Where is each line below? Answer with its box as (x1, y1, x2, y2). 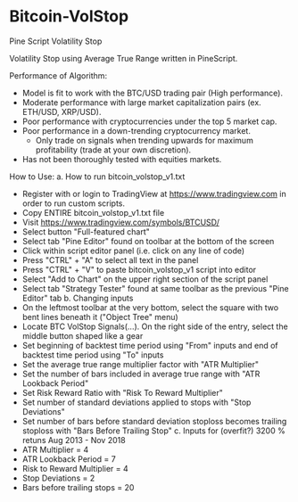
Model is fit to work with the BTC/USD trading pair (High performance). (21, 87, 284, 98)
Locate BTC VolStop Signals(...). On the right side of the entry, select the (21, 321, 288, 332)
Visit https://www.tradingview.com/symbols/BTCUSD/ (21, 217, 220, 227)
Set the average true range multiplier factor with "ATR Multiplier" (21, 358, 259, 369)
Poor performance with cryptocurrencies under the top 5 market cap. (21, 116, 277, 127)
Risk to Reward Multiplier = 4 (21, 463, 129, 473)
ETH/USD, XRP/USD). (21, 106, 102, 117)
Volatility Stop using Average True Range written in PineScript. (9, 53, 238, 63)
